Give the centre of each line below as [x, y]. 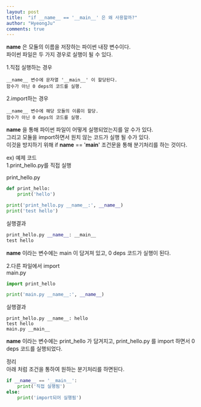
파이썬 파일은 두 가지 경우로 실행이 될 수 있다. [60, 55]
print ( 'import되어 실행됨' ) [49, 398]
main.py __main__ [28, 329]
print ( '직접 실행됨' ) [41, 386]
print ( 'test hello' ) [32, 211]
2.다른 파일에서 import [33, 265]
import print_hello [31, 284]
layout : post [23, 12]
